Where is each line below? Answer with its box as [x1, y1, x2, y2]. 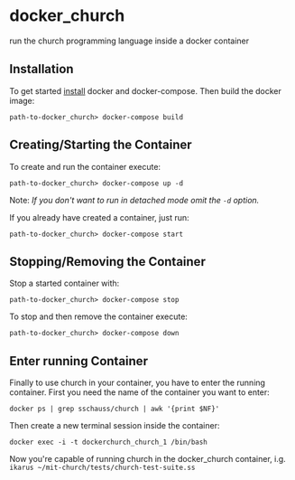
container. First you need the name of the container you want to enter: [9, 387, 271, 398]
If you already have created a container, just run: [9, 212, 189, 222]
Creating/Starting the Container [9, 137, 192, 153]
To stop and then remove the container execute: [9, 311, 188, 322]
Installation [9, 61, 74, 77]
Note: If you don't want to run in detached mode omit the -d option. [9, 194, 260, 205]
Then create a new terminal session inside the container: [9, 420, 220, 431]
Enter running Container [9, 353, 149, 369]
